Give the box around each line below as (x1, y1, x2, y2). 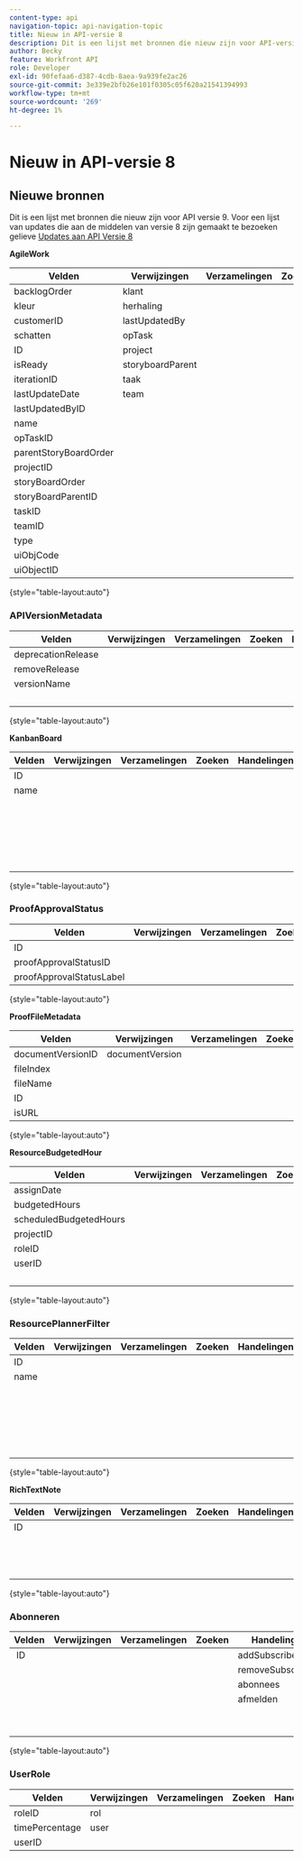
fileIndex (14, 1062, 51, 1074)
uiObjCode (14, 549, 60, 562)
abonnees (237, 1679, 280, 1691)
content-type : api (9, 13, 78, 23)
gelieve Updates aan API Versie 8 (9, 231, 133, 242)
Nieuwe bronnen (9, 188, 106, 203)
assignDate (14, 1183, 61, 1196)
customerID (14, 315, 64, 327)
